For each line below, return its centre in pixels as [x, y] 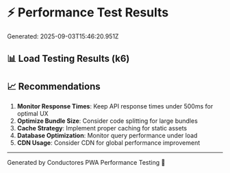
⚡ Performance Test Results [88, 13]
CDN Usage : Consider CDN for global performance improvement [108, 143]
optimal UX [33, 114]
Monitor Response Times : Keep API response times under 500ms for [115, 106]
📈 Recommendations [54, 86]
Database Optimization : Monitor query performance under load [107, 136]
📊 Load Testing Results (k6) [68, 59]
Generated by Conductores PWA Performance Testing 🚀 [86, 163]
